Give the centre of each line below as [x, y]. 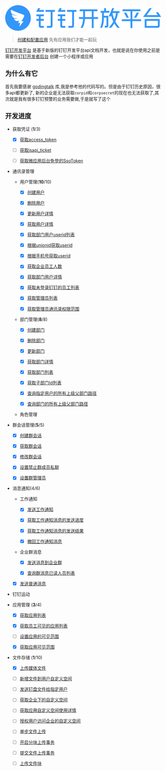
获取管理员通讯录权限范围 [53, 308]
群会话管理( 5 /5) [28, 425]
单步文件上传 [33, 732]
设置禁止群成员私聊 [39, 467]
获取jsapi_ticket [35, 150]
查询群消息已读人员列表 [51, 573]
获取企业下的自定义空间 [44, 700]
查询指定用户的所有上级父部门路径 [62, 393]
